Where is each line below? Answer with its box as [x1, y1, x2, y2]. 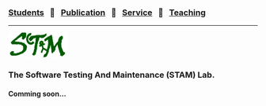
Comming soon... [8, 89, 66, 98]
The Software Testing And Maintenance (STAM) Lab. [8, 70, 215, 81]
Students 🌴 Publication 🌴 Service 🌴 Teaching [8, 7, 206, 18]
